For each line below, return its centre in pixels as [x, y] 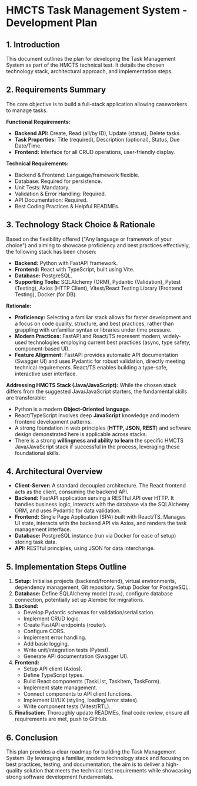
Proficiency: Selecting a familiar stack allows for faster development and [103, 317]
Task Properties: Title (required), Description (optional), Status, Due [97, 139]
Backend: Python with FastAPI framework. [66, 263]
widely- [172, 336]
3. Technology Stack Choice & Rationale [81, 225]
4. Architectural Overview [54, 472]
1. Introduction [33, 45]
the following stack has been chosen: [51, 251]
